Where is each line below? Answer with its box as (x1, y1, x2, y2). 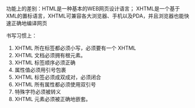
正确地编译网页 (11, 20, 47, 26)
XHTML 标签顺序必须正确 (14, 59, 76, 66)
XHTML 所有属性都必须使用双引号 (14, 81, 97, 88)
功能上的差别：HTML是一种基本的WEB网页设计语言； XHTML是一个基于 (6, 5, 180, 12)
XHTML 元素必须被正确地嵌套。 (14, 96, 91, 102)
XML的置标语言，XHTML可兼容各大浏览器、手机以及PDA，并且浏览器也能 (6, 12, 184, 19)
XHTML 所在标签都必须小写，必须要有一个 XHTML (14, 44, 136, 51)
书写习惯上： (6, 32, 37, 39)
